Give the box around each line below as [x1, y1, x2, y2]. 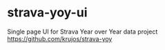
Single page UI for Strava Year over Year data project [7, 27, 158, 36]
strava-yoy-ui [7, 5, 88, 21]
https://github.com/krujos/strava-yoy [7, 34, 113, 42]
